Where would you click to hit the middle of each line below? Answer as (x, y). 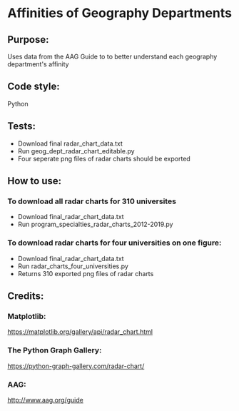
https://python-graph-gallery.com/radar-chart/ (76, 366)
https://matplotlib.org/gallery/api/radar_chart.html (80, 332)
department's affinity (38, 64)
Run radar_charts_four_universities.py (73, 266)
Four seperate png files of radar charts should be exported (104, 158)
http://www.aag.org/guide (45, 400)
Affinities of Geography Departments (120, 13)
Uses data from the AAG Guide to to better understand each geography (112, 56)
